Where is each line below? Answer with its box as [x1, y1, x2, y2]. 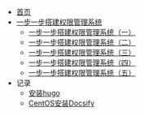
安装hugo [28, 88, 61, 97]
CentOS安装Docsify [28, 98, 95, 108]
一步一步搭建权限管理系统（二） [28, 37, 136, 47]
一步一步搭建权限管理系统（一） [28, 28, 136, 37]
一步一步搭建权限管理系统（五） [28, 68, 136, 77]
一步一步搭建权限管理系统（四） [28, 58, 136, 67]
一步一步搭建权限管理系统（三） [28, 48, 136, 57]
